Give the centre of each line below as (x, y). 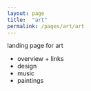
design (27, 66)
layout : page (26, 13)
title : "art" (28, 20)
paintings (30, 81)
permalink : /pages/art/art (46, 26)
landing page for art (35, 46)
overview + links (40, 59)
